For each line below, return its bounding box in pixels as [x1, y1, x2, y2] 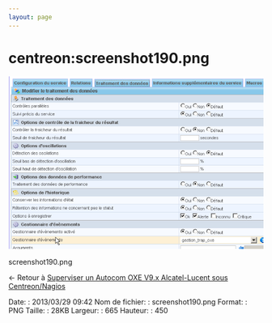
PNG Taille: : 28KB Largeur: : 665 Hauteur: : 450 [8, 305, 168, 315]
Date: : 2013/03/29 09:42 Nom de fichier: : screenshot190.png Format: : [8, 296, 248, 307]
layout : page [8, 13, 53, 21]
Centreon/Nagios [8, 281, 66, 291]
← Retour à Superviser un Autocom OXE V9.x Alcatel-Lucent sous [8, 272, 228, 283]
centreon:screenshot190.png [8, 49, 210, 67]
